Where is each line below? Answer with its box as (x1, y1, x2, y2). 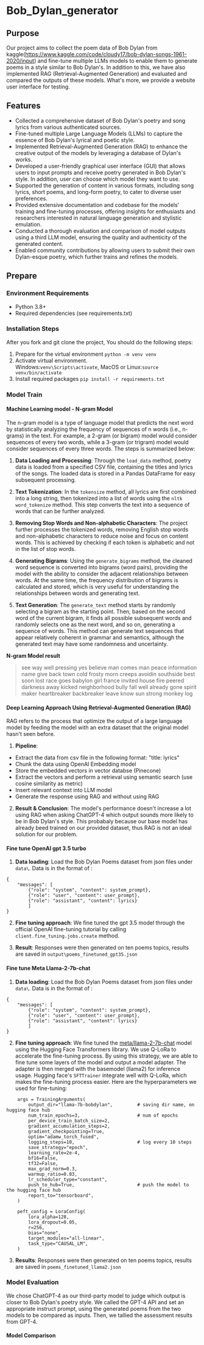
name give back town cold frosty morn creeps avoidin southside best (21, 670, 195, 677)
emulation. (15, 220, 42, 228)
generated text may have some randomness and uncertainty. (15, 640, 169, 647)
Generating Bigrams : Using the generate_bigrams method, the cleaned (15, 557, 193, 564)
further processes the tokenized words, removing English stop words (15, 525, 189, 533)
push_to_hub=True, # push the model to (28, 1181, 189, 1188)
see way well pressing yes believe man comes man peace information (21, 663, 197, 671)
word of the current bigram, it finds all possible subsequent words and (15, 614, 192, 621)
